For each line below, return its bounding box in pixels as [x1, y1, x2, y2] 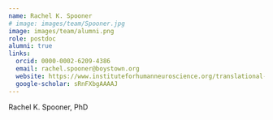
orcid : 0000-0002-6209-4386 [15, 58, 111, 66]
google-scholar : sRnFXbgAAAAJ [15, 79, 118, 88]
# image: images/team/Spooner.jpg [8, 19, 126, 28]
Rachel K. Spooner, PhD [8, 102, 89, 112]
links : [8, 49, 31, 58]
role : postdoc [8, 34, 57, 43]
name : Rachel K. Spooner [8, 11, 93, 20]
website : [15, 72, 45, 80]
